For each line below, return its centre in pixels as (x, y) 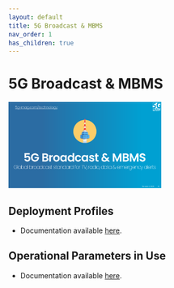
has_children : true (41, 43)
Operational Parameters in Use (87, 256)
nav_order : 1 (30, 34)
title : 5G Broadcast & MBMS (56, 26)
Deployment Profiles (61, 211)
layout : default (36, 17)
